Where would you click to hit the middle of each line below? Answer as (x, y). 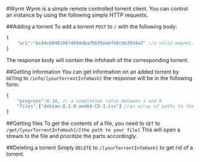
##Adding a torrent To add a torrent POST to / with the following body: (92, 27)
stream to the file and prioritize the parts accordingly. (72, 136)
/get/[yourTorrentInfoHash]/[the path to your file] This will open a (93, 130)
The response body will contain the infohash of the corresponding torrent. (98, 60)
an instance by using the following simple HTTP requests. (77, 15)
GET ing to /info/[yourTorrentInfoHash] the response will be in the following (99, 78)
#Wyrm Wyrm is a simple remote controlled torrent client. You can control (97, 9)
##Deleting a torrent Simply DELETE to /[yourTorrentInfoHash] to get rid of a (100, 148)
